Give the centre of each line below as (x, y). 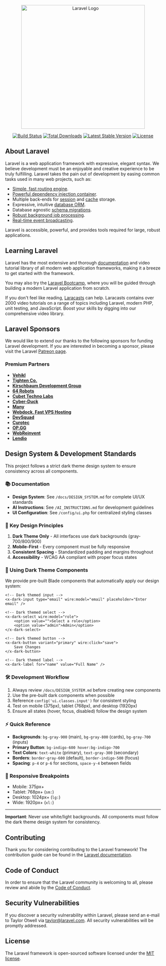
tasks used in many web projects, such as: (48, 179)
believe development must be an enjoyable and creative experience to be (80, 168)
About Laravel (27, 151)
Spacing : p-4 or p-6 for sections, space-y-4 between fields (72, 763)
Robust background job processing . (49, 215)
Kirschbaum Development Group (47, 385)
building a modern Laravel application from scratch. (58, 288)
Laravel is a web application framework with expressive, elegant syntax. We (82, 163)
